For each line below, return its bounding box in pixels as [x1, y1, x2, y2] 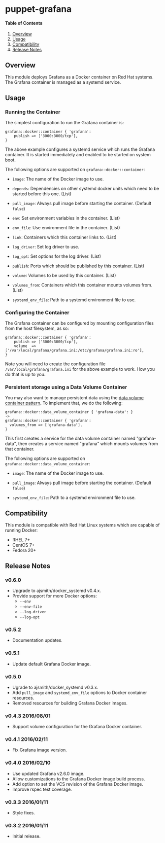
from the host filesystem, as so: [5, 325, 69, 331]
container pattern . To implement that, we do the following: [5, 400, 123, 406]
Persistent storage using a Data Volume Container [5, 384, 127, 390]
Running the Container [5, 108, 61, 115]
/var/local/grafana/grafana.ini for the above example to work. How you [5, 366, 155, 372]
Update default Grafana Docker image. [12, 661, 91, 667]
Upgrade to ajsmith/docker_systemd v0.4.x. [12, 588, 101, 594]
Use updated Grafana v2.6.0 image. [12, 771, 85, 776]
